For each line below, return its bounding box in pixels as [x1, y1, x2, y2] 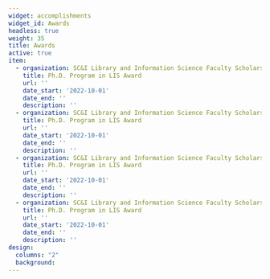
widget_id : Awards [8, 19, 70, 27]
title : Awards [8, 42, 56, 50]
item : [8, 57, 27, 65]
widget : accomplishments [8, 11, 92, 20]
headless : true [8, 27, 59, 35]
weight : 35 [8, 34, 45, 43]
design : [8, 244, 35, 252]
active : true [8, 49, 52, 57]
